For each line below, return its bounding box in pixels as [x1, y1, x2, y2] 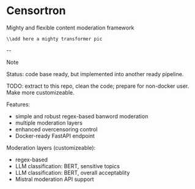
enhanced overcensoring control [15, 125, 98, 133]
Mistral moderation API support [15, 175, 94, 183]
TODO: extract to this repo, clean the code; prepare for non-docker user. [6, 82, 189, 90]
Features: [6, 101, 31, 108]
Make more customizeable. [6, 88, 75, 96]
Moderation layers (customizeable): [6, 144, 96, 151]
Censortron [6, 4, 66, 18]
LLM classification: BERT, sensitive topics [15, 162, 120, 169]
